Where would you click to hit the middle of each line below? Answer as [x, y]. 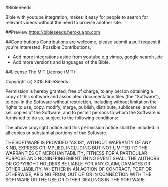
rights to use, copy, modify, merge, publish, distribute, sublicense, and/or [81, 107]
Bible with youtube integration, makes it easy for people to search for [77, 17]
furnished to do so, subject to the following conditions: [62, 118]
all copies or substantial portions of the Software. [56, 133]
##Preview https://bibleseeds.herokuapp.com [53, 32]
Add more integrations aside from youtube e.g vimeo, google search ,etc [88, 57]
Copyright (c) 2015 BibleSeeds [37, 81]
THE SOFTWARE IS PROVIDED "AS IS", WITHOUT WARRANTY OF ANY [78, 143]
